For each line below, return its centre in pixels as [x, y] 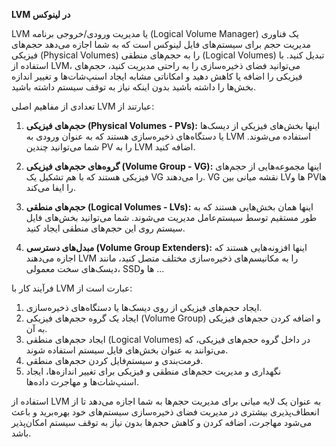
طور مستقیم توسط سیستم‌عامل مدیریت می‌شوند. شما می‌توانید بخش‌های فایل [171, 217]
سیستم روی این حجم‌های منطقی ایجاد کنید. [105, 228]
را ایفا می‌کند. [50, 187]
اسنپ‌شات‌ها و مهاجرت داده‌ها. [82, 382]
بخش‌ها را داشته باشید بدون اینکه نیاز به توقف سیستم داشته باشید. [133, 87]
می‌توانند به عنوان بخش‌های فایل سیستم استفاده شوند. [127, 350]
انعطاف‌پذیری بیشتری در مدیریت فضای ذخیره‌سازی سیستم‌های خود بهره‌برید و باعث [165, 412]
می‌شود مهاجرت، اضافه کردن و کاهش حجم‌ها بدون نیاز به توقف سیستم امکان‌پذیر [162, 422]
